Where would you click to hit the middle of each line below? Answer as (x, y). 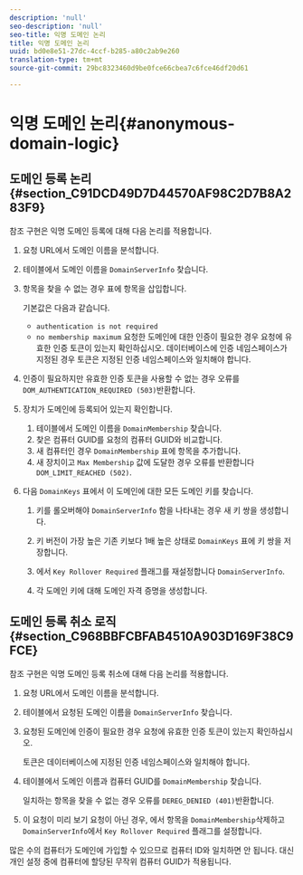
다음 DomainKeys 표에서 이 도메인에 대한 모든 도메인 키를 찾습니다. (138, 490)
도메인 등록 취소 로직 (63, 622)
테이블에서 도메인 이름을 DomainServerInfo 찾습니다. (115, 269)
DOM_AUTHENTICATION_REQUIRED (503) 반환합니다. (109, 389)
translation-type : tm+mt (56, 60)
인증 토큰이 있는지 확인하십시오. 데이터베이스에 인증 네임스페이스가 (170, 347)
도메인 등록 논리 (51, 179)
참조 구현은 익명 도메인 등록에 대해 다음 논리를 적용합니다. (111, 231)
